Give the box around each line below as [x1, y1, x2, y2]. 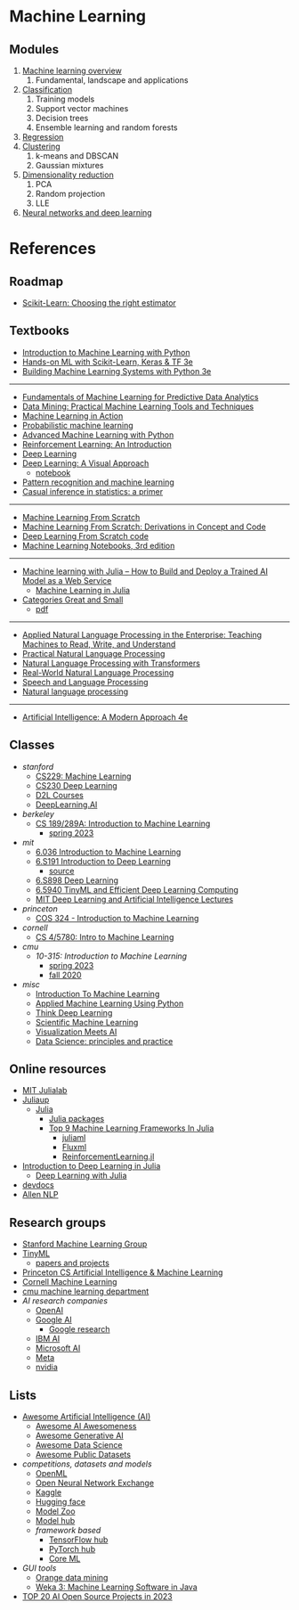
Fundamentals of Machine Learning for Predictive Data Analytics [21, 391, 259, 402]
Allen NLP [21, 1189, 60, 1200]
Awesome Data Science [35, 1440, 123, 1451]
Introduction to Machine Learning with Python [21, 347, 190, 357]
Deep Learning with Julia [35, 1170, 127, 1181]
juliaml [61, 1132, 86, 1143]
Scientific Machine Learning [35, 1017, 139, 1027]
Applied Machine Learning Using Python [35, 998, 184, 1009]
